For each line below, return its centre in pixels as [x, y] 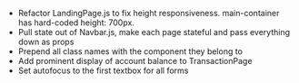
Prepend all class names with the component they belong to [130, 51]
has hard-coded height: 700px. [76, 23]
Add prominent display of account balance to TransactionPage [135, 61]
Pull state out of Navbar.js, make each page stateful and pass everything [154, 32]
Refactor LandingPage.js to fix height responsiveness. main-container [149, 13]
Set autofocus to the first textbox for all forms [103, 70]
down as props [46, 41]
